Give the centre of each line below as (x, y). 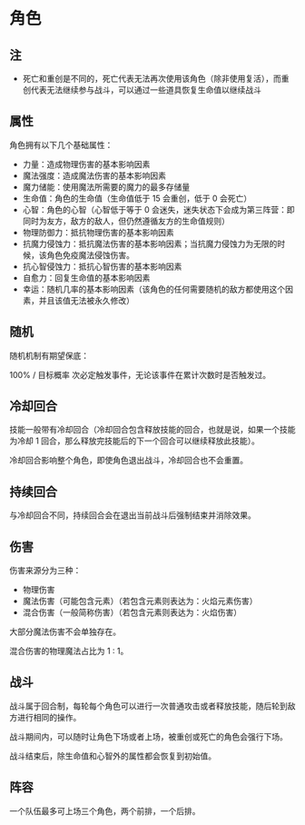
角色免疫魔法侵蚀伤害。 (90, 254)
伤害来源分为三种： (45, 571)
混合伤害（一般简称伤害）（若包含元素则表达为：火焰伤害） (132, 612)
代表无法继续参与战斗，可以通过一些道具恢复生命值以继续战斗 (146, 90)
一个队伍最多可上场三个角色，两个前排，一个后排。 (105, 810)
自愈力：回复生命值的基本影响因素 (86, 277)
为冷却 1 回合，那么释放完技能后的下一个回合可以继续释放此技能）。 (135, 441)
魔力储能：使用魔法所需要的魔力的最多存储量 (106, 186)
